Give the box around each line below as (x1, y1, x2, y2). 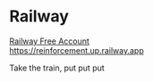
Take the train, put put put (9, 62, 105, 73)
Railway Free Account (9, 36, 89, 46)
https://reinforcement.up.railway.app (9, 45, 145, 55)
